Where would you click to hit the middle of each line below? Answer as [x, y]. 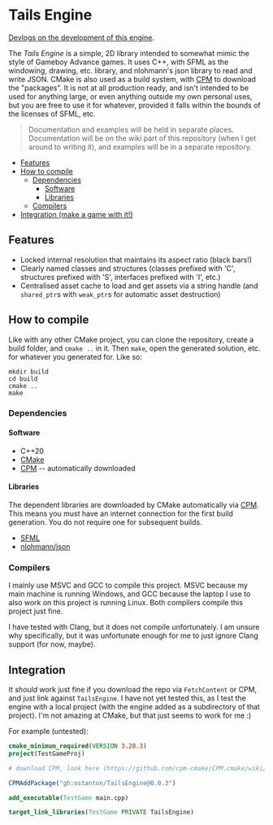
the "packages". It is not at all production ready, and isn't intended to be [129, 88]
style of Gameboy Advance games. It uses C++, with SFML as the [119, 62]
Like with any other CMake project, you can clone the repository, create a [131, 339]
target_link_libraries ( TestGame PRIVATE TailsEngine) [102, 812]
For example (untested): [48, 731]
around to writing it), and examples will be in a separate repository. [140, 146]
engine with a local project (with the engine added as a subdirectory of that [134, 707]
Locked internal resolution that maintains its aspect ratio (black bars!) [136, 260]
